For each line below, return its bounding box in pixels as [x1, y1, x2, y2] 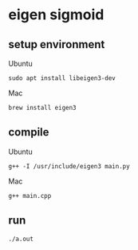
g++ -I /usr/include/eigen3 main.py [8, 162, 130, 170]
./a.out [8, 235, 34, 243]
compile [8, 126, 49, 139]
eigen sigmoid [8, 6, 104, 24]
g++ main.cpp [8, 192, 52, 200]
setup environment [8, 38, 105, 51]
